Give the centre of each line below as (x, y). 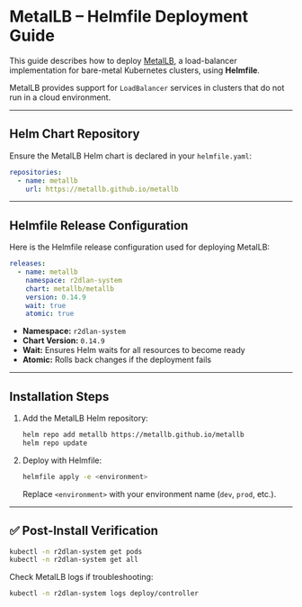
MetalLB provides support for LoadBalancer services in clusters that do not (147, 87)
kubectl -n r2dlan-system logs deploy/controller (104, 593)
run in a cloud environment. (60, 97)
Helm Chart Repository (75, 134)
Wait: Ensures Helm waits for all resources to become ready (133, 350)
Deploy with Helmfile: (62, 460)
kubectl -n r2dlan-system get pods (76, 551)
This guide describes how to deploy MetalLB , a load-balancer (124, 60)
